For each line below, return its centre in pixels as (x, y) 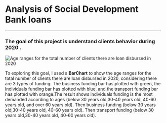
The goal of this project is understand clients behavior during (80, 41)
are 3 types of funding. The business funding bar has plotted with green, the (83, 84)
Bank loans (28, 20)
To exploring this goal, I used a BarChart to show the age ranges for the (78, 73)
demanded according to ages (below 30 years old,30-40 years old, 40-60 (81, 100)
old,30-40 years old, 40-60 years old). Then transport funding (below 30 (80, 110)
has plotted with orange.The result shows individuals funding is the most (79, 94)
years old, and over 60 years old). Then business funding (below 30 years (81, 105)
